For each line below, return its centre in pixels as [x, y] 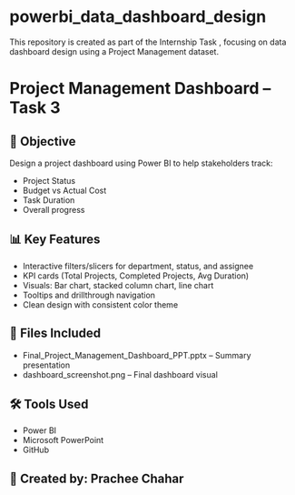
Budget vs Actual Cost [64, 190]
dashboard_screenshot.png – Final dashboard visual [120, 374]
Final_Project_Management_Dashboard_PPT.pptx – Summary [137, 355]
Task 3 [35, 108]
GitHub [36, 450]
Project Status [49, 180]
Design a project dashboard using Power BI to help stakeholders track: [141, 163]
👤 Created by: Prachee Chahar [97, 478]
